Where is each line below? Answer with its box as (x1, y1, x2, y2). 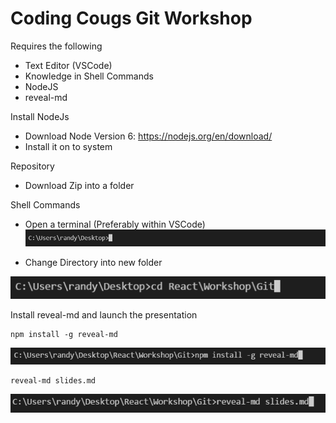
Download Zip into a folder (24, 179, 135, 191)
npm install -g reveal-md (10, 330, 118, 340)
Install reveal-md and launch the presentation (10, 309, 198, 321)
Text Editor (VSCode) (24, 59, 113, 71)
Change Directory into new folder (24, 257, 163, 269)
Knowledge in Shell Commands (24, 70, 154, 82)
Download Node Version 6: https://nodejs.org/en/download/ (24, 130, 273, 142)
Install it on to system (24, 140, 113, 152)
